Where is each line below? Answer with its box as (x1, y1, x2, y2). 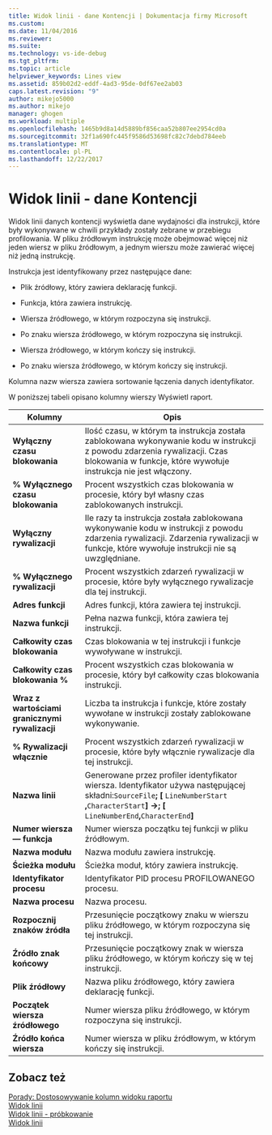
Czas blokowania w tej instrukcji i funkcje (84, 636, 241, 647)
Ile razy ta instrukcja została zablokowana (84, 512, 244, 523)
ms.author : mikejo (8, 102, 70, 110)
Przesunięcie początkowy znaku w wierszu (84, 909, 249, 920)
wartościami (12, 702, 62, 714)
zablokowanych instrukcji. (84, 499, 184, 510)
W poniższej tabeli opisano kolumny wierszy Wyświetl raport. (8, 392, 213, 402)
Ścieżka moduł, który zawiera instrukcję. (84, 860, 239, 871)
